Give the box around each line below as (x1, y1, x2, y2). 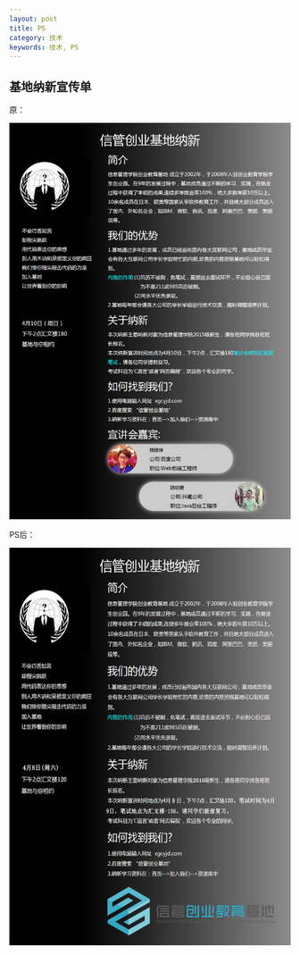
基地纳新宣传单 (9, 79, 92, 94)
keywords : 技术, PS (9, 43, 79, 52)
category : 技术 (9, 33, 63, 42)
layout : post (9, 14, 58, 23)
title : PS (9, 23, 46, 33)
